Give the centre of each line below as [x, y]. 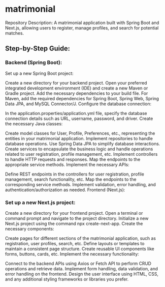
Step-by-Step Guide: [38, 48]
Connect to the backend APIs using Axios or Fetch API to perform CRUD [78, 263]
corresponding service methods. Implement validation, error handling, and [81, 184]
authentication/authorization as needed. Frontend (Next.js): [65, 190]
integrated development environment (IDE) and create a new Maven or [77, 88]
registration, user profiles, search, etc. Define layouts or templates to [75, 243]
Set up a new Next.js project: [40, 202]
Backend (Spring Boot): [34, 62]
